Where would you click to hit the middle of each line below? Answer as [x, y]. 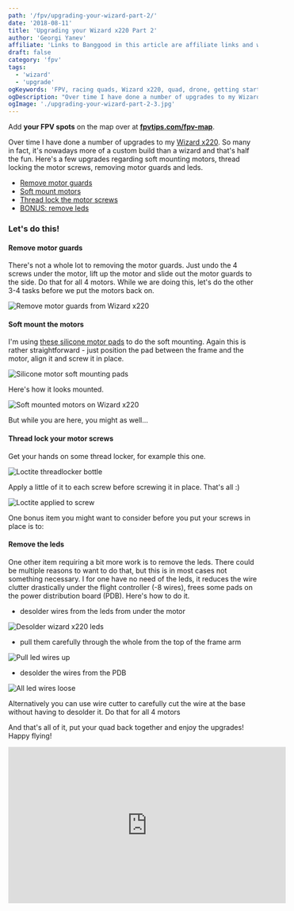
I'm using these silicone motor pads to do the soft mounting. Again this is [127, 342]
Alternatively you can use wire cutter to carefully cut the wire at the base [127, 703]
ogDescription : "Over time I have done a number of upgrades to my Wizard [134, 97]
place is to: [26, 526]
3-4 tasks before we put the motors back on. [81, 291]
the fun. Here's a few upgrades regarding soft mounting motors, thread [124, 159]
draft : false [30, 52]
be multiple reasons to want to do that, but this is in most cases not [118, 570]
